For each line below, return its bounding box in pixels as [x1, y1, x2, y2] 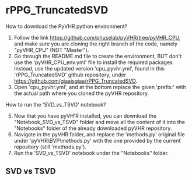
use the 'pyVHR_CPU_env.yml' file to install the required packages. [13, 59, 174, 66]
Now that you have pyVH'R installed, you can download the [13, 112, 157, 119]
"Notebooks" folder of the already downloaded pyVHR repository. [13, 125, 172, 132]
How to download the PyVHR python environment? [5, 23, 128, 30]
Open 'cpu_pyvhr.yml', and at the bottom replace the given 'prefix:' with [13, 83, 186, 90]
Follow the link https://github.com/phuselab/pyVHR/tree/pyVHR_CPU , [13, 34, 181, 41]
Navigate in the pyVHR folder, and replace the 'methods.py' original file [13, 130, 185, 137]
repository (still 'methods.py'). [13, 143, 87, 150]
